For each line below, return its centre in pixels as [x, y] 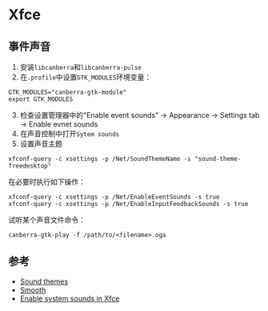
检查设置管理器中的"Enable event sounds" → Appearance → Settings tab [140, 115]
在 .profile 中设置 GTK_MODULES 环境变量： [86, 77]
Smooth [33, 289]
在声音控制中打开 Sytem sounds [70, 133]
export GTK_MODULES [41, 99]
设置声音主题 [41, 143]
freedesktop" [30, 166]
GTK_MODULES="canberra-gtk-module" [68, 92]
